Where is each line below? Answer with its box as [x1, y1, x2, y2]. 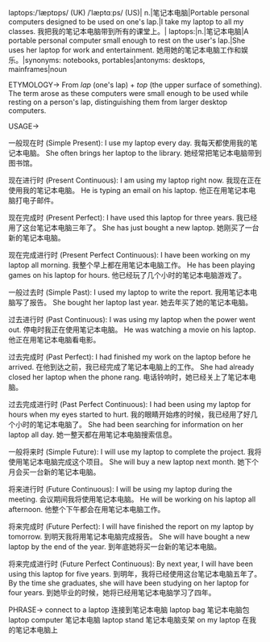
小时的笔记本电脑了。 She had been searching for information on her [15, 420, 243, 429]
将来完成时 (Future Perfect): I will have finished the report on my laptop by [8, 522, 254, 531]
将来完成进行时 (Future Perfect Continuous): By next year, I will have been [8, 559, 254, 569]
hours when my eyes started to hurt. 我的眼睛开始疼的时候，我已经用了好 [8, 409, 251, 419]
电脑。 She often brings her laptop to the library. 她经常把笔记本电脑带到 [22, 149, 262, 157]
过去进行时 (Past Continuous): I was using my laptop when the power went [8, 315, 256, 324]
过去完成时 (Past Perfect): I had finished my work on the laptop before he [8, 352, 251, 362]
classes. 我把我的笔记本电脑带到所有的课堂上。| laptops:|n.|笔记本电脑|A [8, 27, 249, 36]
